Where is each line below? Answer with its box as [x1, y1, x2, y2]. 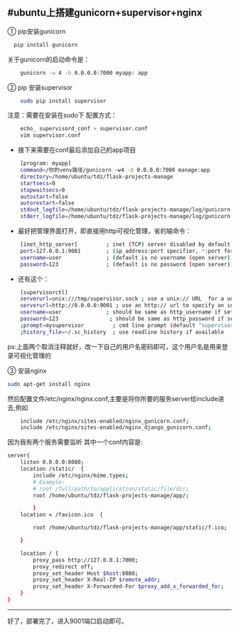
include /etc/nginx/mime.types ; [33, 472, 129, 479]
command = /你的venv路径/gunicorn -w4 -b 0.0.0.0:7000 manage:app [20, 167, 211, 174]
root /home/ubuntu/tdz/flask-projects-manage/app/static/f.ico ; [33, 524, 228, 532]
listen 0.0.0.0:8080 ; [20, 459, 84, 466]
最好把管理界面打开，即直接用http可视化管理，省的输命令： [17, 227, 192, 235]
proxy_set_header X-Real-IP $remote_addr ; [33, 576, 161, 584]
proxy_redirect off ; [33, 563, 94, 570]
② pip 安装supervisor [7, 83, 73, 91]
